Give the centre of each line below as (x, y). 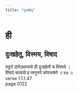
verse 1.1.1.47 (19, 78)
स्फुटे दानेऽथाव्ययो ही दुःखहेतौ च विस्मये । (38, 66)
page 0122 (16, 84)
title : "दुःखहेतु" (20, 10)
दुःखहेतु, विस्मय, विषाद (31, 54)
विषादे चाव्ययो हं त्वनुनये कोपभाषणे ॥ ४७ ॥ (39, 73)
